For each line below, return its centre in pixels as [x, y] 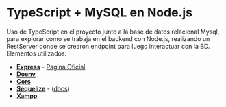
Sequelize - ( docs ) [43, 88]
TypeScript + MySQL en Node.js [100, 13]
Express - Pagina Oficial [51, 67]
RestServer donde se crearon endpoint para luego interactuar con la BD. [108, 46]
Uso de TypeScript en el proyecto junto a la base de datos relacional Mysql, [113, 32]
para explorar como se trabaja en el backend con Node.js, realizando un [108, 38]
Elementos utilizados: [36, 53]
